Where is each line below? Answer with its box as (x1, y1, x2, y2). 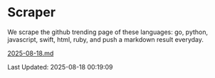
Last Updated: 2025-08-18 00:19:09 (7, 62, 113, 71)
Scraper (7, 4, 56, 21)
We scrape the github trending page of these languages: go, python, (7, 28, 209, 36)
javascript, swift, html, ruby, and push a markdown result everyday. (7, 35, 204, 43)
